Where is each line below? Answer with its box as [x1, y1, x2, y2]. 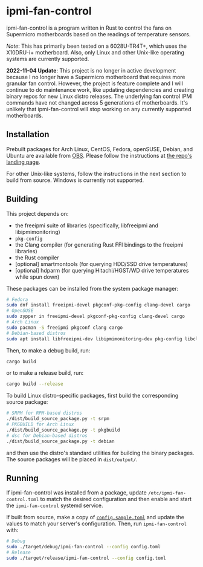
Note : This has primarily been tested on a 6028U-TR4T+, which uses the [6, 42, 187, 50]
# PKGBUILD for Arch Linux [6, 421, 74, 427]
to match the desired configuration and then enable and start [40, 496, 192, 503]
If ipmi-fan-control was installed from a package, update [6, 489, 147, 496]
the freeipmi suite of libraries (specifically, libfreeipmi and [14, 222, 159, 229]
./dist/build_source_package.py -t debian [6, 438, 115, 444]
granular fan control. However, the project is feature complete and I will [6, 80, 183, 87]
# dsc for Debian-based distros [6, 432, 88, 439]
